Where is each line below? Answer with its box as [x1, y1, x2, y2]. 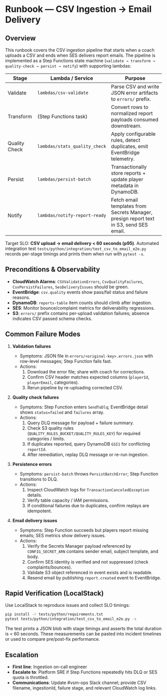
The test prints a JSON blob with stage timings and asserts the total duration [5, 626, 162, 632]
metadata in [111, 182, 139, 189]
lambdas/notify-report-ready [37, 213, 106, 218]
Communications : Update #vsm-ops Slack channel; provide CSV [12, 680, 147, 686]
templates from [111, 203, 147, 210]
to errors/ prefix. [111, 96, 152, 103]
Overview [5, 34, 36, 42]
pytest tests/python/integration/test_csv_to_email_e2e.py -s [5, 616, 137, 622]
